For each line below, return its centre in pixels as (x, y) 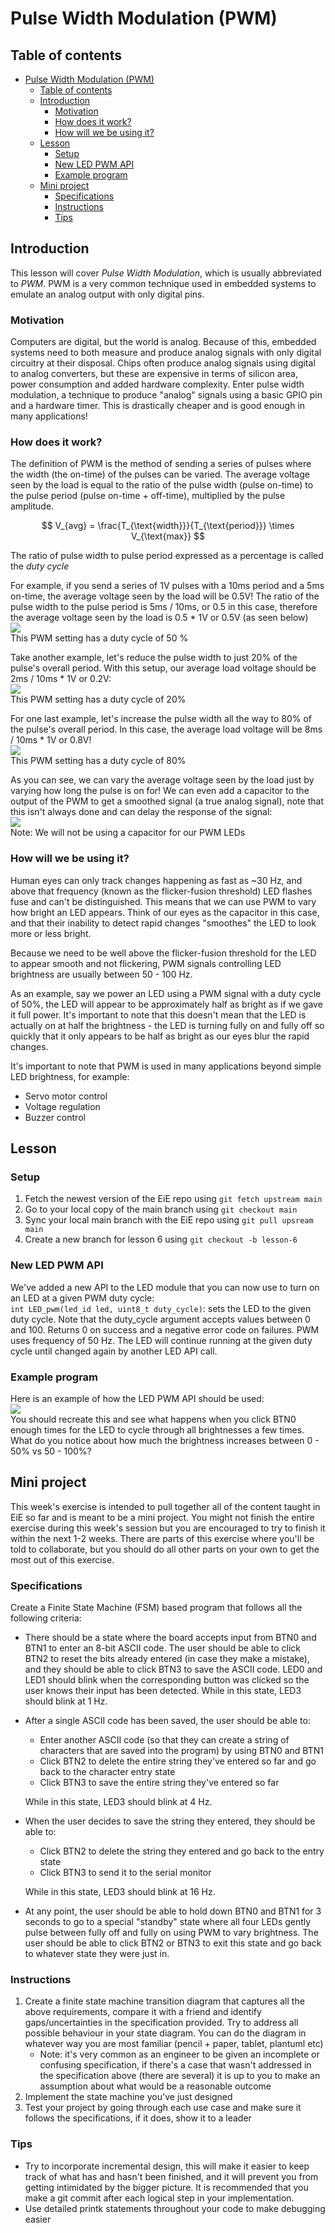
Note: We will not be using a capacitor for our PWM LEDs (128, 833)
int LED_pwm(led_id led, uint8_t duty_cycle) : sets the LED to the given (161, 1308)
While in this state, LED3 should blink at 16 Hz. (120, 1892)
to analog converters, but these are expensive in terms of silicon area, (154, 374)
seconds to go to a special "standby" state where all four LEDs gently (168, 1922)
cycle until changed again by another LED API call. (114, 1351)
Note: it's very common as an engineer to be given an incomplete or (179, 2054)
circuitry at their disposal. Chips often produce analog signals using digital (163, 363)
